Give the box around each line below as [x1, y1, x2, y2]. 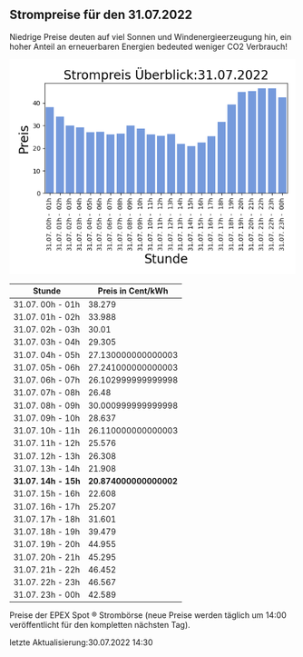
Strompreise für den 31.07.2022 [9, 7, 193, 23]
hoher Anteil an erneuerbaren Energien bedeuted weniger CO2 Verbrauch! [9, 41, 288, 52]
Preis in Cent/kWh [97, 285, 169, 296]
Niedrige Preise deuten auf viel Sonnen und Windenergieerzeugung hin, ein [9, 31, 292, 42]
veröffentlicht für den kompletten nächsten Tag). [9, 619, 191, 630]
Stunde [33, 285, 62, 296]
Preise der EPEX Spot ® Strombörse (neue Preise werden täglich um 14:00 [9, 609, 288, 621]
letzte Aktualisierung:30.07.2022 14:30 [9, 636, 153, 648]
